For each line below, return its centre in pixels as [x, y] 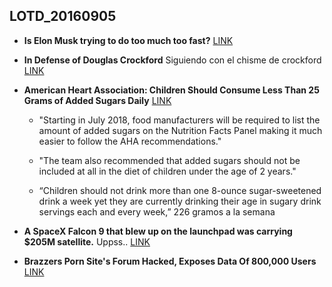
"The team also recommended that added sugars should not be [169, 160]
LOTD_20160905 [63, 16]
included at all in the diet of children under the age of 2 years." [167, 171]
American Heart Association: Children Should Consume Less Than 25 [171, 90]
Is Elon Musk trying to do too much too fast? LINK [128, 40]
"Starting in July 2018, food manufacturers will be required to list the [179, 120]
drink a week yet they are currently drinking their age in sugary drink [180, 201]
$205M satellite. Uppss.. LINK [87, 241]
